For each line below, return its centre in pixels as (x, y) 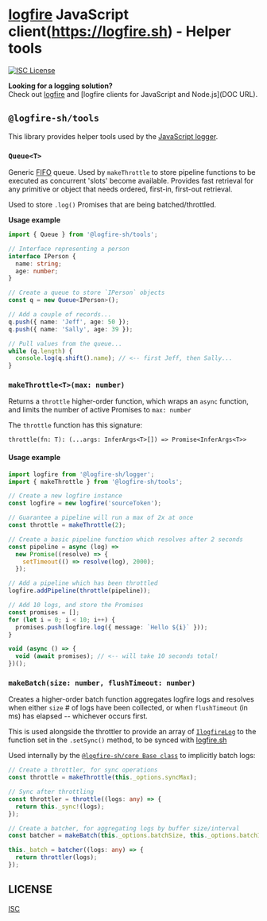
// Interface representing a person (69, 249)
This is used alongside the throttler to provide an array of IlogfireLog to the (132, 732)
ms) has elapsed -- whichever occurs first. (78, 716)
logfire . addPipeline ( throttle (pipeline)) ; (79, 591)
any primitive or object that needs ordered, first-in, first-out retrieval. (120, 189)
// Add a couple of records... (60, 315)
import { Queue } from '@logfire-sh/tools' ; (83, 235)
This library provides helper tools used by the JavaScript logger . (113, 136)
